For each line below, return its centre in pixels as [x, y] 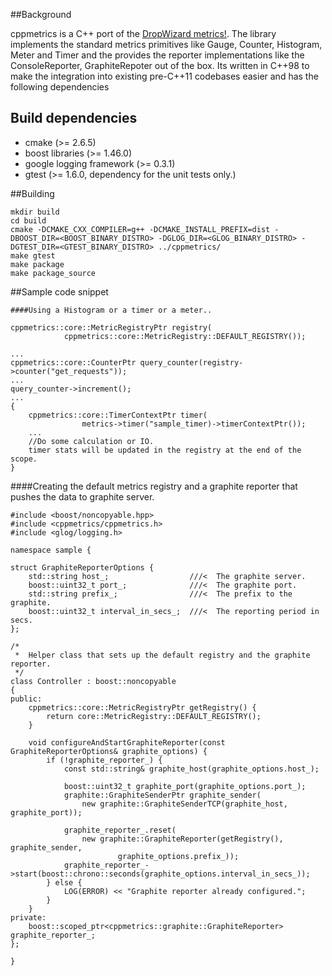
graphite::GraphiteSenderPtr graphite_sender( [162, 795]
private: [28, 917]
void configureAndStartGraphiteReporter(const [127, 742]
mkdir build [35, 212]
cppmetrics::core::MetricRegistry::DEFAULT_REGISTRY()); [185, 336]
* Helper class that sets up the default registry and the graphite [162, 655]
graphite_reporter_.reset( [120, 830]
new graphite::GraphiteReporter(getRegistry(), [182, 839]
